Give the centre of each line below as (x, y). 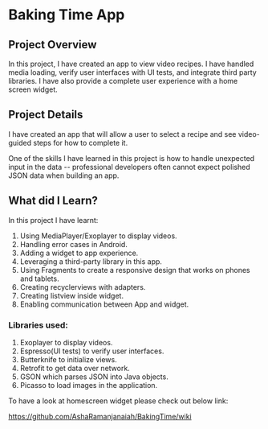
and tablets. (39, 278)
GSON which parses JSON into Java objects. (94, 377)
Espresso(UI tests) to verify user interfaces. (92, 351)
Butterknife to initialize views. (69, 359)
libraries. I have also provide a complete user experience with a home (123, 81)
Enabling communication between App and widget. (104, 304)
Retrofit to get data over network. (75, 368)
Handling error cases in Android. (74, 244)
